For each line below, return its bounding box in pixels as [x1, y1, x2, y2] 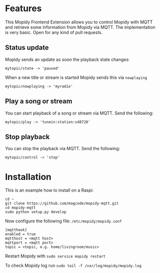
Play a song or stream [5, 97, 72, 105]
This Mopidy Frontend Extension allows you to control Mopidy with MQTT [5, 19, 153, 25]
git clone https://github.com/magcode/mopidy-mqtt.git [5, 201, 119, 206]
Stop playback [5, 133, 50, 141]
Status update [5, 43, 49, 52]
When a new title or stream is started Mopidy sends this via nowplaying [5, 74, 147, 80]
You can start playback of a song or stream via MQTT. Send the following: [5, 110, 154, 116]
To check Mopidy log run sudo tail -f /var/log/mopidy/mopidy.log [5, 263, 142, 269]
